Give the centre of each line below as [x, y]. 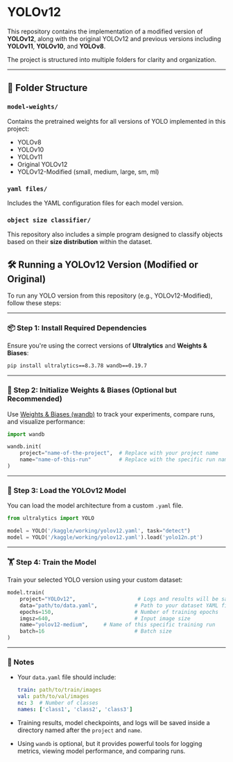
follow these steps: [34, 303]
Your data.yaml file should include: [67, 677]
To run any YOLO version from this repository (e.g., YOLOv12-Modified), [110, 295]
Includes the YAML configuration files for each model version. [95, 203]
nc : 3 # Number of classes [58, 703]
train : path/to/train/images [59, 690]
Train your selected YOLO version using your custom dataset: [95, 580]
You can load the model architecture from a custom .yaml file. [95, 505]
